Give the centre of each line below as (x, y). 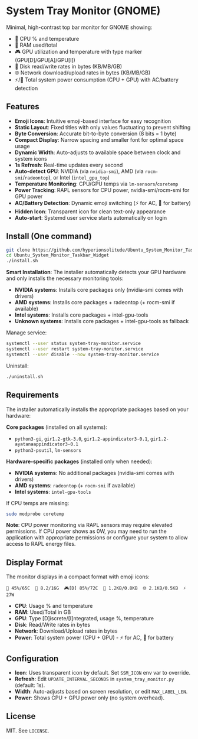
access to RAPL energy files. (41, 544)
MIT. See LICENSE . (28, 730)
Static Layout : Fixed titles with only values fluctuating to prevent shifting (103, 127)
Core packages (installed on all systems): (57, 427)
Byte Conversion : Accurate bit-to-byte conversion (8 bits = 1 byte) (95, 134)
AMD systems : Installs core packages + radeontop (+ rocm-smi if (95, 302)
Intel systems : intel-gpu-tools (53, 491)
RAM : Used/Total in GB (43, 612)
